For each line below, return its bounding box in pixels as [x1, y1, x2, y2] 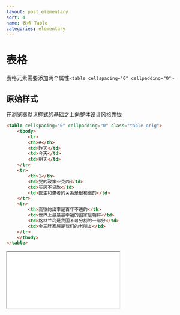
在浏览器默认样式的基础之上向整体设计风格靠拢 [6, 111, 122, 118]
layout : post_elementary [6, 8, 68, 15]
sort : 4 [6, 14, 26, 20]
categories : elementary [6, 25, 66, 32]
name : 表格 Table [6, 20, 48, 26]
